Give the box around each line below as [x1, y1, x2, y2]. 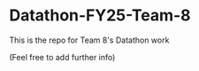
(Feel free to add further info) [9, 51, 116, 62]
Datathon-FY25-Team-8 [9, 5, 192, 26]
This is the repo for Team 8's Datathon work [9, 35, 170, 45]
